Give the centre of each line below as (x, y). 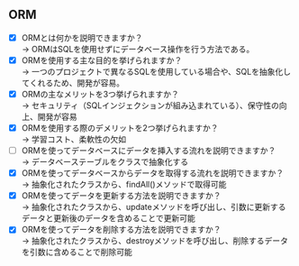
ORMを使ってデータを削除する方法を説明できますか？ (121, 230)
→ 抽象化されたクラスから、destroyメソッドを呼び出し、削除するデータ (155, 241)
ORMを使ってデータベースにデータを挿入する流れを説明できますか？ (149, 151)
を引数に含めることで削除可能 (77, 252)
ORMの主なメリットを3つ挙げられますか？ (100, 94)
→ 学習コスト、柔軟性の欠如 (74, 140)
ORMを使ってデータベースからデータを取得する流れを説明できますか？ (153, 173)
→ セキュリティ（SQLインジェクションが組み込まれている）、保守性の (150, 105)
